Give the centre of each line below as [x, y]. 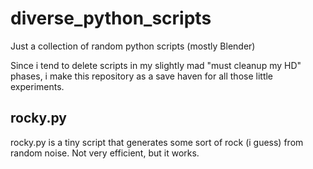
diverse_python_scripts [111, 18]
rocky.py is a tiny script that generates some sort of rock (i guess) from [157, 142]
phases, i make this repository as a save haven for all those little [142, 76]
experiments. [37, 86]
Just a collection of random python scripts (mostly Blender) [133, 46]
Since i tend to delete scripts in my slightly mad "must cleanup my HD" [156, 65]
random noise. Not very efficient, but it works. [105, 153]
